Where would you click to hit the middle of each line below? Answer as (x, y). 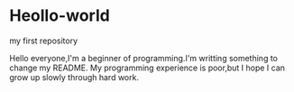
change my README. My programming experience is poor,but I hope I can (147, 68)
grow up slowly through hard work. (74, 77)
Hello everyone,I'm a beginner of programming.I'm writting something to (143, 58)
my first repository (44, 41)
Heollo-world (60, 16)
